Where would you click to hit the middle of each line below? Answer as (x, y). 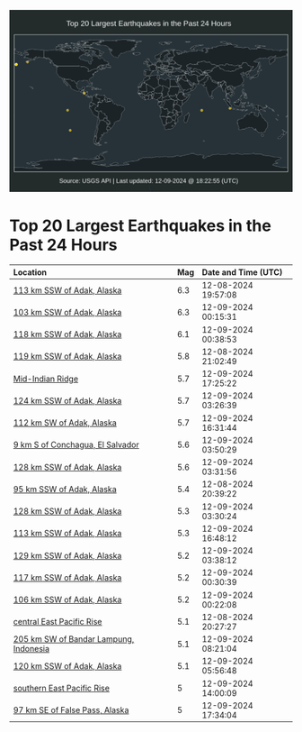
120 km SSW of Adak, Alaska (67, 666)
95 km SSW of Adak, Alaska (65, 489)
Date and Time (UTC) (242, 272)
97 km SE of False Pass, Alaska (71, 710)
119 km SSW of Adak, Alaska (67, 356)
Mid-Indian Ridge (46, 379)
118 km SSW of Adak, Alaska (67, 334)
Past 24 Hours (63, 245)
